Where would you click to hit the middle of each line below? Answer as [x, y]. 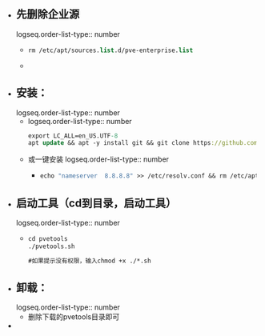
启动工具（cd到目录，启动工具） [96, 203]
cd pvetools [48, 238]
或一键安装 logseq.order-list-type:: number [98, 159]
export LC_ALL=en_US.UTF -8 [73, 136]
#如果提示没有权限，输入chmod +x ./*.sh [89, 261]
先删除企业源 [48, 14]
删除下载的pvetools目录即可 [74, 317]
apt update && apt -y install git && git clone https [119, 143]
